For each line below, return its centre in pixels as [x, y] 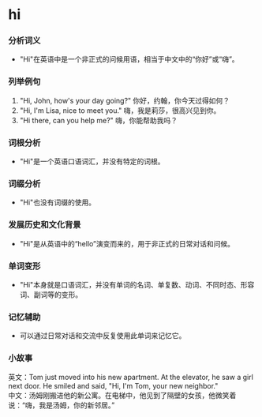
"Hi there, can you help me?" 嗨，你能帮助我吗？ [99, 120]
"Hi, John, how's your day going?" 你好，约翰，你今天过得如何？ [125, 100]
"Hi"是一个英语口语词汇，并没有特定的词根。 [92, 162]
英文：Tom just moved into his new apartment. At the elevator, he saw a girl [131, 377]
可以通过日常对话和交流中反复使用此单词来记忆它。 [103, 336]
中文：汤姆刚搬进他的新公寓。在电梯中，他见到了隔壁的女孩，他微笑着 [122, 395]
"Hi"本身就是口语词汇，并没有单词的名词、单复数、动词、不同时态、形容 [137, 284]
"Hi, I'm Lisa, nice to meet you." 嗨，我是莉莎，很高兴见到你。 [120, 110]
